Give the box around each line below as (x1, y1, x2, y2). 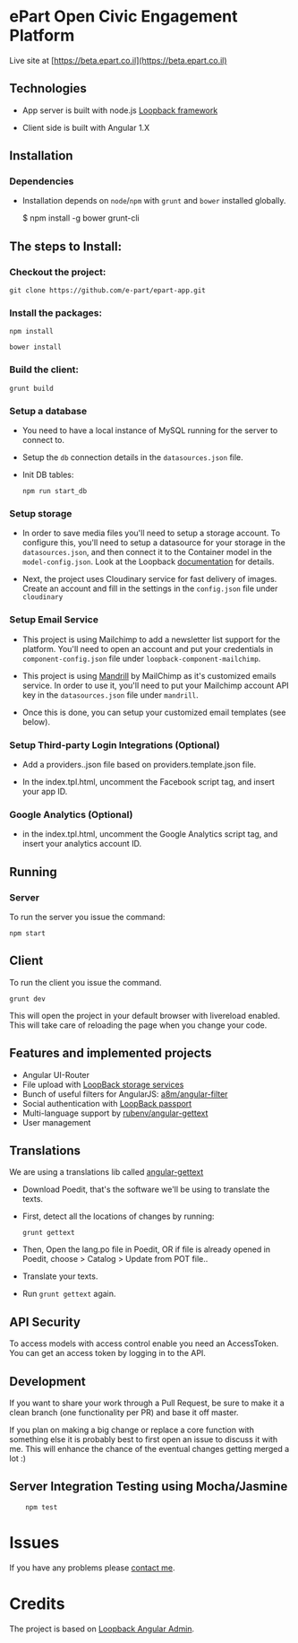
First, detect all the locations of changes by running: (21, 1211, 215, 1221)
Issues (9, 1532, 60, 1552)
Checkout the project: (9, 265, 106, 278)
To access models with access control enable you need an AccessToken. (9, 1338, 279, 1349)
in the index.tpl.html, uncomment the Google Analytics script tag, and (21, 829, 278, 839)
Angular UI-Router (21, 1069, 90, 1080)
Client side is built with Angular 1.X (21, 122, 150, 133)
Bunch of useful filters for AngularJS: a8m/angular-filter (21, 1088, 228, 1100)
